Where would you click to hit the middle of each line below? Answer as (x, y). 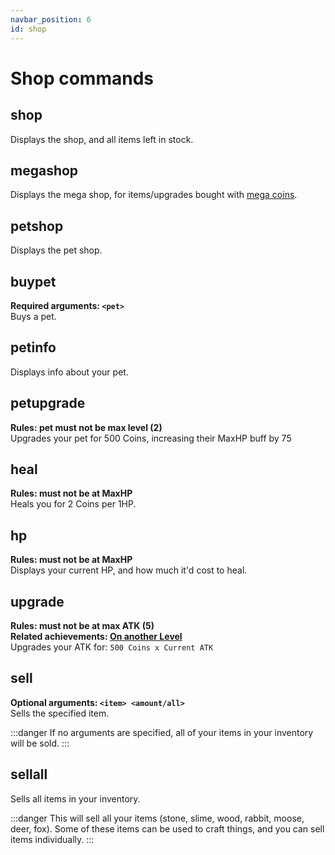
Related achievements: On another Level (96, 636)
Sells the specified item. (60, 713)
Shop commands (82, 78)
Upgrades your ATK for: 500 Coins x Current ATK (112, 647)
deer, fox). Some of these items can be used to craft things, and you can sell (167, 828)
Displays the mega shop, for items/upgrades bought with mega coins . (154, 195)
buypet (33, 281)
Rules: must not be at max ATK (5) (82, 625)
